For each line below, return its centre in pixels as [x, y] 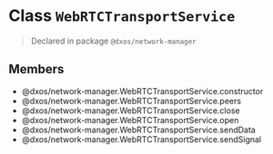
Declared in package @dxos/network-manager [113, 41]
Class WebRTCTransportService [122, 16]
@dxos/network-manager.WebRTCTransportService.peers [131, 101]
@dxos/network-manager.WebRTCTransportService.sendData [138, 130]
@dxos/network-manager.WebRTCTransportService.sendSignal [141, 139]
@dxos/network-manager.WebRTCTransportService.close [131, 111]
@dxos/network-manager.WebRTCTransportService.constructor [142, 91]
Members [36, 69]
